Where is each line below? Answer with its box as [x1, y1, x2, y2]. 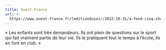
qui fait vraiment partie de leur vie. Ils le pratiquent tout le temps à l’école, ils [5, 35, 161, 41]
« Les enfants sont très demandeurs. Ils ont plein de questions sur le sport [5, 30, 157, 36]
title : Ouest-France [5, 7, 48, 12]
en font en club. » [5, 40, 41, 46]
